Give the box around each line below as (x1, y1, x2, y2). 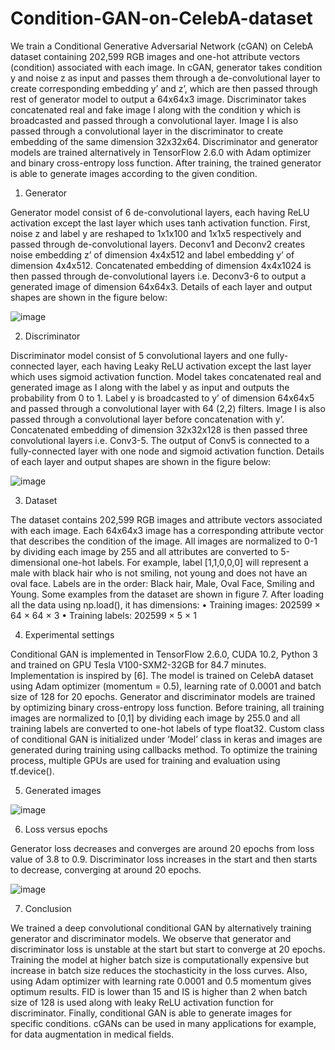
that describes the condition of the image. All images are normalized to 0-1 (10, 535, 318, 547)
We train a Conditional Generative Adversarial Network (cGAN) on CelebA (10, 40, 314, 52)
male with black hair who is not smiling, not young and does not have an (10, 567, 308, 579)
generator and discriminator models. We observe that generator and (10, 932, 292, 944)
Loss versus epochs (24, 823, 108, 835)
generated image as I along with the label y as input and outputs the (10, 381, 290, 393)
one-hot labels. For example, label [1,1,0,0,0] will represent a (62, 556, 309, 568)
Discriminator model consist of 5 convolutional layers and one (10, 349, 265, 361)
